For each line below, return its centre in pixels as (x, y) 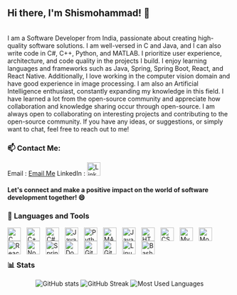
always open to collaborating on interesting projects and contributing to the (118, 114)
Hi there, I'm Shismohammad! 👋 (79, 13)
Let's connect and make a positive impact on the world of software (108, 189)
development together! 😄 (46, 197)
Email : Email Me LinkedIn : (46, 174)
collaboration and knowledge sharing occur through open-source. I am (111, 106)
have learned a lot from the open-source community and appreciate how (114, 99)
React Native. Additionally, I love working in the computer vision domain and (119, 76)
